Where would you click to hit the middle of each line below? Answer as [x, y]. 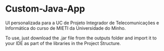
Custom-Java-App [45, 9]
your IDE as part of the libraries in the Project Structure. [63, 43]
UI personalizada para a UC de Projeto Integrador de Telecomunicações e [82, 23]
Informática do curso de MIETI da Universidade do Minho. [66, 28]
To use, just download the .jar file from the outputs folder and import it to [81, 38]
